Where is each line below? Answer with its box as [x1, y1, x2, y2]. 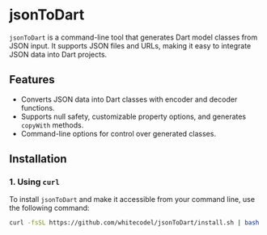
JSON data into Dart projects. [9, 49, 108, 59]
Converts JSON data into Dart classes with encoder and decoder [20, 94, 238, 104]
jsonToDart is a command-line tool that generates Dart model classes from [9, 32, 258, 42]
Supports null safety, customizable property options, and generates [20, 111, 247, 121]
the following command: [9, 204, 90, 213]
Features [9, 73, 55, 86]
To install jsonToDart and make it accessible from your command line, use [9, 195, 256, 204]
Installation [9, 152, 67, 166]
